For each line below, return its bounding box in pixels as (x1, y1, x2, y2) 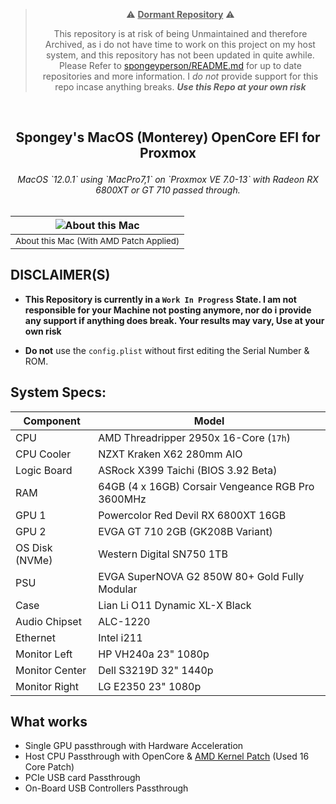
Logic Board (15, 463, 73, 477)
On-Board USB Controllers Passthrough (24, 782, 189, 794)
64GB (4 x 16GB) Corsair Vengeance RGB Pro (98, 479, 315, 493)
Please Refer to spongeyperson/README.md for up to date (58, 60, 302, 71)
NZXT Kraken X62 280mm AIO (98, 447, 243, 461)
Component (23, 414, 81, 428)
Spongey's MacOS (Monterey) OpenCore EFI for (15, 129, 321, 146)
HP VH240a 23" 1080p (98, 647, 210, 661)
